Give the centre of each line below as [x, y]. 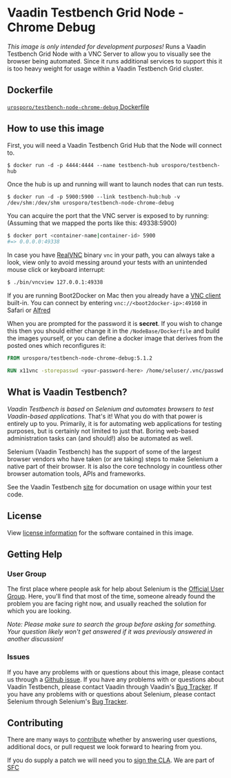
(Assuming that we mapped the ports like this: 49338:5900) [92, 223]
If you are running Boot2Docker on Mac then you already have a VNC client [114, 295]
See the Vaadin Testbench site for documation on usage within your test [110, 487]
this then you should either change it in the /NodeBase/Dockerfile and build [113, 331]
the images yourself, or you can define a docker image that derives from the [115, 338]
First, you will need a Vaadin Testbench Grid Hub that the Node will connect [114, 145]
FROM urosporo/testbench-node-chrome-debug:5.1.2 [80, 358]
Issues [19, 657]
